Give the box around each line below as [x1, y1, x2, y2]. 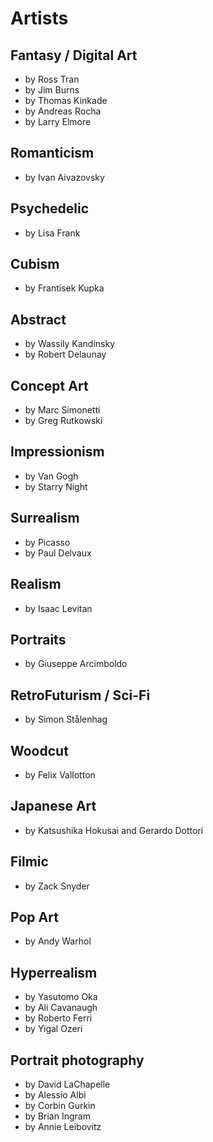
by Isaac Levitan [24, 602, 93, 614]
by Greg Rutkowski [24, 415, 103, 427]
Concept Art [10, 377, 89, 394]
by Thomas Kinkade [24, 95, 108, 106]
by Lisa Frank [24, 227, 81, 239]
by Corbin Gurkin [24, 1100, 96, 1111]
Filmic [10, 853, 49, 871]
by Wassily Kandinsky [24, 338, 115, 350]
